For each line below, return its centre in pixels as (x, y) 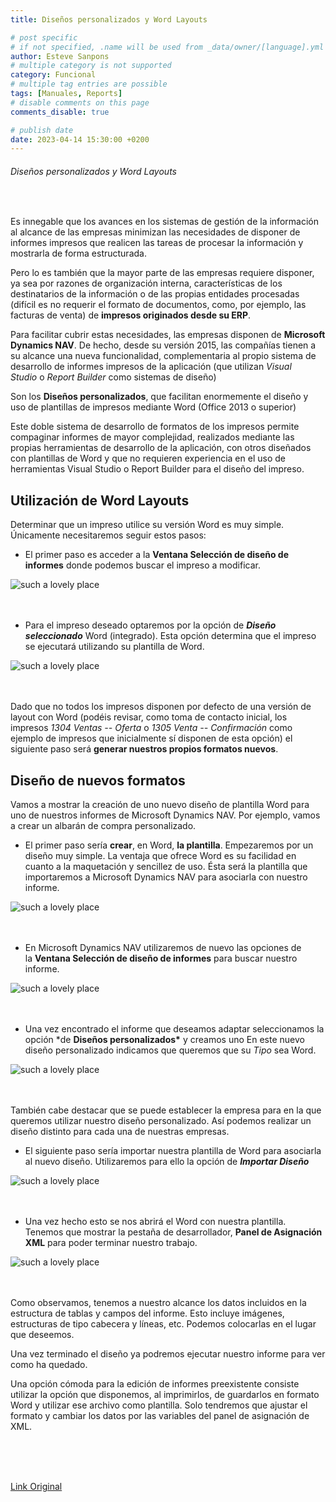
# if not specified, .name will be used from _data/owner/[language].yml (167, 47)
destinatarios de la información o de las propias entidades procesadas (155, 294)
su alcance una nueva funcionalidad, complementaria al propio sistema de (163, 356)
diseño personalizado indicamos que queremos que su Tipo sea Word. (170, 1050)
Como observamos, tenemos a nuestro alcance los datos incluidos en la (158, 1303)
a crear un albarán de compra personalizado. (103, 826)
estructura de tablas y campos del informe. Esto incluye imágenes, (147, 1313)
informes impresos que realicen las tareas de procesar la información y (157, 243)
